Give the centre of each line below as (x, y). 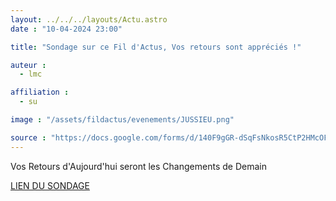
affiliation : (40, 92)
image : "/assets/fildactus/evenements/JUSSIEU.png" (122, 120)
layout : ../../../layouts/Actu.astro (89, 19)
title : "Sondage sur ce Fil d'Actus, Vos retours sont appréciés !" (156, 47)
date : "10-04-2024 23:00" (66, 29)
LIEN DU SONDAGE (50, 185)
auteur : (28, 65)
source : (28, 137)
